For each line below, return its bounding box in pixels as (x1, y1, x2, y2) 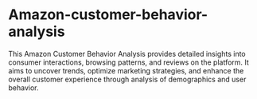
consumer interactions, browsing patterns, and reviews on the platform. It (8, 57, 249, 67)
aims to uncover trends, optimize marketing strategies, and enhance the (8, 65, 244, 75)
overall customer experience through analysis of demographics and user (8, 74, 247, 84)
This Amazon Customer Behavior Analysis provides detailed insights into (8, 49, 246, 58)
